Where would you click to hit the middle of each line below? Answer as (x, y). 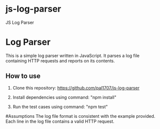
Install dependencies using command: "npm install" (64, 97)
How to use (23, 76)
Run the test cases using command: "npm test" (60, 107)
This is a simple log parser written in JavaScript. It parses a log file (73, 55)
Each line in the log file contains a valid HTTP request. (60, 121)
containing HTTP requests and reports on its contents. (60, 61)
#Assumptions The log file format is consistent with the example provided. (80, 116)
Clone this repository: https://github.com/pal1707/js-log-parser (76, 88)
